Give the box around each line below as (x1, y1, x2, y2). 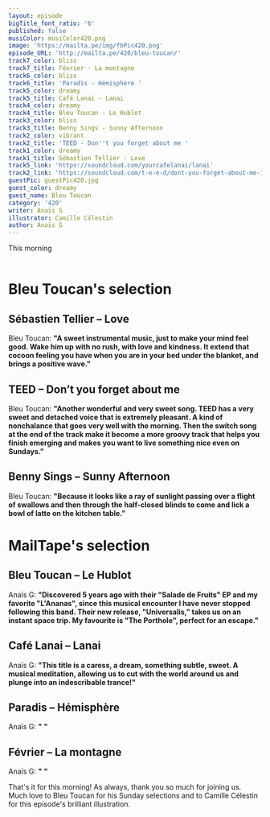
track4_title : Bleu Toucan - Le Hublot (8, 109, 142, 118)
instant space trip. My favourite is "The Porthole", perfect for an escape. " (8, 615, 260, 625)
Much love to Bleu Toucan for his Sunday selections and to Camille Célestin (8, 790, 259, 801)
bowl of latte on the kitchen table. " (8, 508, 126, 518)
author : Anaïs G (8, 221, 63, 229)
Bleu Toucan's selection (8, 280, 172, 299)
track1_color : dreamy (8, 146, 81, 155)
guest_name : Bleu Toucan (8, 191, 92, 200)
